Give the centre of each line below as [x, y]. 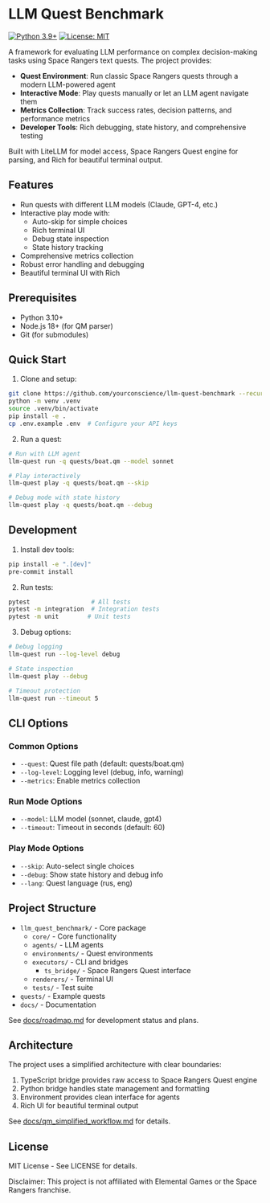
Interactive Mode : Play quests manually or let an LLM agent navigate [134, 92]
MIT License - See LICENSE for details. [73, 1166]
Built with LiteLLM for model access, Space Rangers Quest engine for [123, 151]
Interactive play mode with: [65, 213]
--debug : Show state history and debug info [91, 874]
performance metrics [55, 118]
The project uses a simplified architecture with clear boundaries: [115, 1065]
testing [31, 135]
